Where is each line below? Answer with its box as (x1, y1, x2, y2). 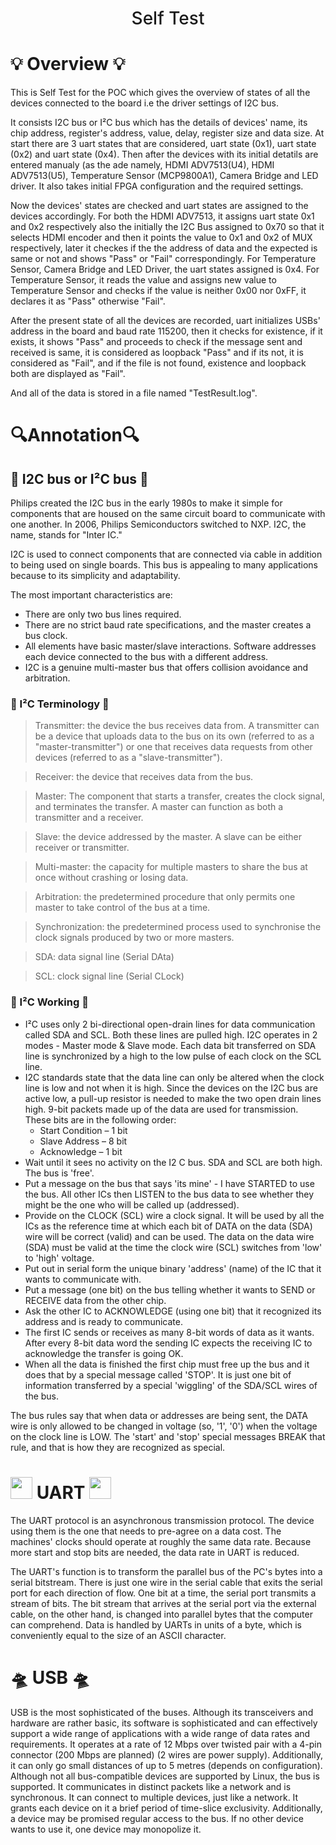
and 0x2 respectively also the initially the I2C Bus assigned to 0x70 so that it (10, 221, 325, 233)
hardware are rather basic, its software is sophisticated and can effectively (10, 1717, 318, 1729)
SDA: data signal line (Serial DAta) (34, 951, 175, 963)
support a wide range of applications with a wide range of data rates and (10, 1727, 311, 1739)
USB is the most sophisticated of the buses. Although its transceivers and (10, 1706, 314, 1718)
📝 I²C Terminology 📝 (10, 697, 110, 711)
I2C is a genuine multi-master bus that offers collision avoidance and (24, 662, 309, 674)
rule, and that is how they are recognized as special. (10, 1441, 226, 1453)
